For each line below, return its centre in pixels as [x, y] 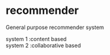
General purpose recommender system [55, 27]
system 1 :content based [36, 39]
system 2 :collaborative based [43, 45]
